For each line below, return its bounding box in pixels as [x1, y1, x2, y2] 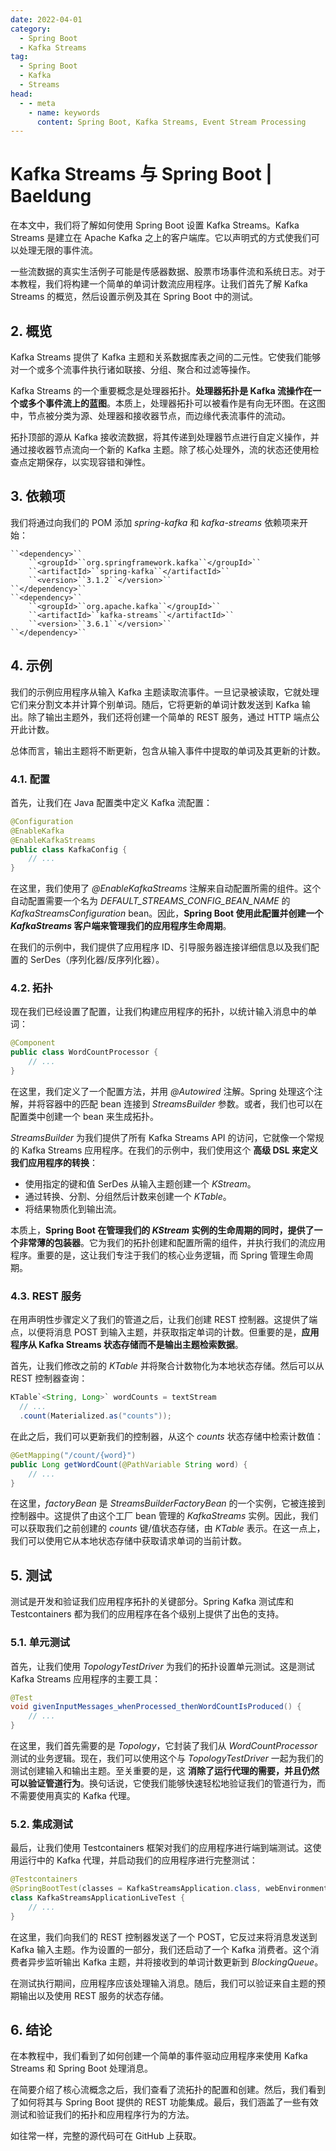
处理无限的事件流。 [18, 244, 98, 256]
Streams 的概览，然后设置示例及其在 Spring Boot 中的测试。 [10, 291, 258, 303]
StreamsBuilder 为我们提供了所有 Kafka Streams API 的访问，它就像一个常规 [10, 1131, 325, 1143]
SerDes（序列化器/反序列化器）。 [29, 954, 165, 966]
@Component [10, 1038, 56, 1048]
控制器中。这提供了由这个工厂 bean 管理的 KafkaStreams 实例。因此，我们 [10, 1510, 319, 1522]
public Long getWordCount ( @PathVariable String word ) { [10, 1459, 248, 1470]
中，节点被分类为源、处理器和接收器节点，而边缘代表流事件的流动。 [10, 410, 291, 421]
